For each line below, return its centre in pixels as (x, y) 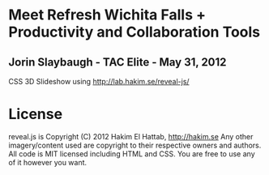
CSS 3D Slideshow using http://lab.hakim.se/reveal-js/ (99, 81)
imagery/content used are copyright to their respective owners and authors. (135, 145)
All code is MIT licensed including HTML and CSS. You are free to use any (132, 154)
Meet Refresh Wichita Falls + (107, 15)
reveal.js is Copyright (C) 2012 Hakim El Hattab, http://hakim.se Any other (131, 136)
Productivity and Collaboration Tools (134, 32)
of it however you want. (48, 162)
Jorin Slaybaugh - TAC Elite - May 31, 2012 (117, 62)
